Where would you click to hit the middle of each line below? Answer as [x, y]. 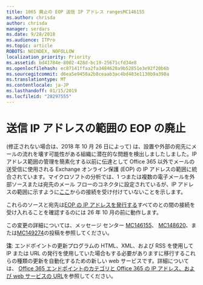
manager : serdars [28, 29]
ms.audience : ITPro [31, 40]
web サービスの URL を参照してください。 [65, 276]
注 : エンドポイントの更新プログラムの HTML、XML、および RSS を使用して [100, 246]
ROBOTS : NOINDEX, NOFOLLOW [40, 52]
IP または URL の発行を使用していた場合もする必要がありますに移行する [96, 253]
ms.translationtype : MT [36, 79]
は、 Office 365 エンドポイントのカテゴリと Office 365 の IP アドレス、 [95, 268]
